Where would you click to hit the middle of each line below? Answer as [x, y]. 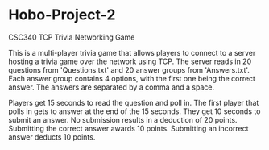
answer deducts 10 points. [52, 137]
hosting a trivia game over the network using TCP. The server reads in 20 [130, 61]
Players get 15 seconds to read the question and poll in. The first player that [134, 102]
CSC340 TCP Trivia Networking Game [72, 37]
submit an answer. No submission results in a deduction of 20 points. [123, 119]
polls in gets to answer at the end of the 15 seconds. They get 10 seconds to [134, 111]
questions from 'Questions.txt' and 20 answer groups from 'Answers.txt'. [129, 69]
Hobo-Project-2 [62, 15]
